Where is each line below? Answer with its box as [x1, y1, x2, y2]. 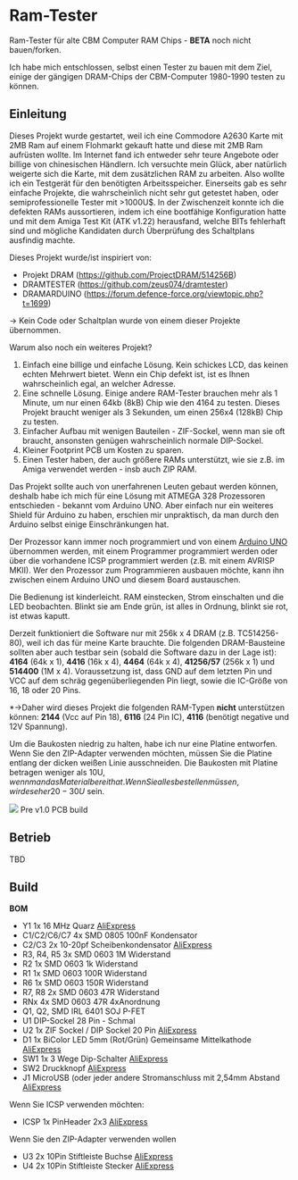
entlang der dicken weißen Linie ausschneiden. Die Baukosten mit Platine [9, 757, 278, 768]
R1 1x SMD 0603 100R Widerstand [21, 968, 147, 979]
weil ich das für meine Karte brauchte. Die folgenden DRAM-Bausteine [26, 637, 286, 648]
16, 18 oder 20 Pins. [9, 684, 81, 695]
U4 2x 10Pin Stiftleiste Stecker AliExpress [21, 1160, 174, 1171]
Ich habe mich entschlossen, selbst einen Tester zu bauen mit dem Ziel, [9, 62, 273, 72]
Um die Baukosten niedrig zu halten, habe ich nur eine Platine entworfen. [9, 738, 278, 749]
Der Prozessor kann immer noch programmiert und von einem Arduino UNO [9, 536, 288, 547]
